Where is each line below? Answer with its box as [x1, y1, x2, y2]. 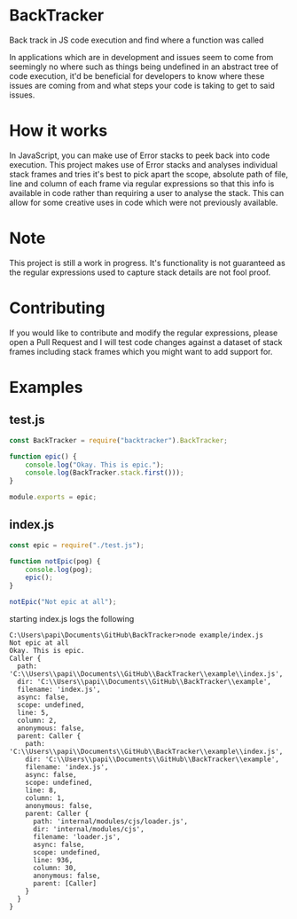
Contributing [9, 298, 106, 318]
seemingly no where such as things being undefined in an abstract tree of [9, 61, 279, 72]
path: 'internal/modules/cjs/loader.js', [32, 817, 189, 826]
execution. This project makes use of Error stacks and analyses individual [9, 159, 277, 169]
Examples [9, 377, 83, 397]
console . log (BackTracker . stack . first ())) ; [25, 468, 184, 477]
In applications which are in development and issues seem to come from [9, 51, 274, 62]
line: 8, [25, 786, 58, 795]
